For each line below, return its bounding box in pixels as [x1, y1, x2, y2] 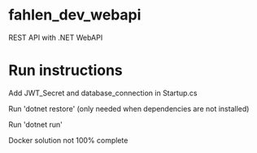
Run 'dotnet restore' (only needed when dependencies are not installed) [8, 103, 250, 113]
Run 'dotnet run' [8, 120, 63, 129]
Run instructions [8, 61, 124, 80]
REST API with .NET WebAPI [8, 33, 103, 42]
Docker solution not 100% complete [8, 135, 128, 145]
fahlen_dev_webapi [8, 6, 142, 24]
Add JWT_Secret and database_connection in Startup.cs [8, 88, 198, 98]
